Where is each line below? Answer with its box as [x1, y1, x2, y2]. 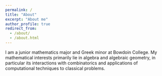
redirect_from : [5, 26, 37, 31]
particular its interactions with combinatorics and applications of [5, 60, 138, 66]
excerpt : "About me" [5, 17, 49, 22]
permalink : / [5, 7, 33, 13]
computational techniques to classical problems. [5, 65, 105, 71]
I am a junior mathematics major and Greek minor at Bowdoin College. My [5, 49, 157, 55]
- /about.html [10, 36, 39, 41]
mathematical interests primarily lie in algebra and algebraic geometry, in [5, 54, 156, 60]
